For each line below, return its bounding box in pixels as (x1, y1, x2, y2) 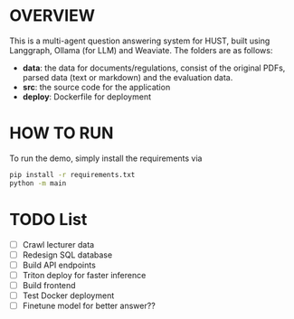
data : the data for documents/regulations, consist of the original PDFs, (22, 62, 286, 73)
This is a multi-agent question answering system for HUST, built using (9, 35, 270, 46)
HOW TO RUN (9, 123, 114, 144)
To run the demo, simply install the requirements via (9, 153, 203, 164)
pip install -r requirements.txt (9, 170, 136, 179)
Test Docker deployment (22, 290, 115, 301)
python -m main (9, 178, 67, 188)
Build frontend (22, 279, 76, 290)
